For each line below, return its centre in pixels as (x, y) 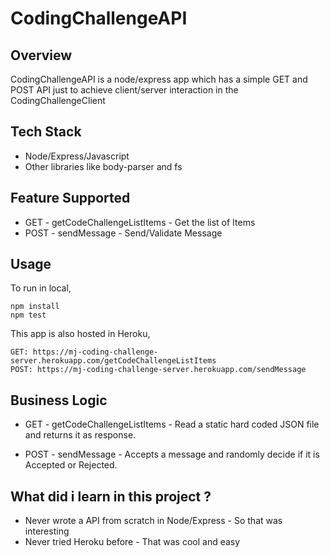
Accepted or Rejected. (71, 465)
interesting (47, 531)
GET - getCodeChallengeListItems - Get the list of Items (140, 222)
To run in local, (41, 288)
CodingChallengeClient (58, 100)
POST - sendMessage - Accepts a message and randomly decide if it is (172, 454)
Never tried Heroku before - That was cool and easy (132, 542)
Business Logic (59, 400)
